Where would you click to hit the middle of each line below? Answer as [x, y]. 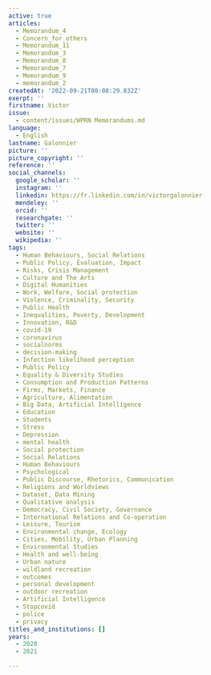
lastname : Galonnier [43, 143]
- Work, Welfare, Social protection [77, 293]
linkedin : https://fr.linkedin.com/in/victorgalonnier [109, 195]
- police [30, 614]
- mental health [43, 442]
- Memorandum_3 [41, 53]
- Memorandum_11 [43, 46]
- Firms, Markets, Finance [61, 390]
